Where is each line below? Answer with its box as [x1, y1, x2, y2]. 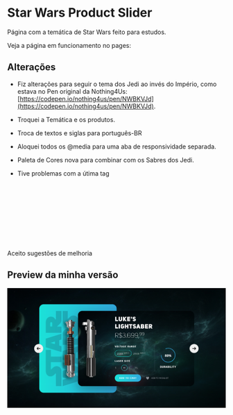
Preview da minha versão [7, 269, 119, 281]
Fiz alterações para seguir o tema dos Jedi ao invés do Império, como [17, 80, 217, 88]
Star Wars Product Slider [7, 5, 153, 21]
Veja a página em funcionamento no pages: [7, 41, 132, 49]
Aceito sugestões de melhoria [7, 248, 92, 257]
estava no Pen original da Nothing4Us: [17, 87, 128, 95]
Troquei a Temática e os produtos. [17, 115, 116, 124]
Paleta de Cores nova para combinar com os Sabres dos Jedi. [17, 155, 194, 164]
